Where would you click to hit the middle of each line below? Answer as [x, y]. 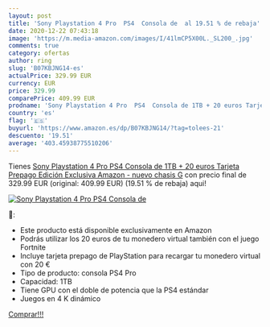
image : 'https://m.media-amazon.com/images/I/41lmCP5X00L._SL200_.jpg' [131, 38]
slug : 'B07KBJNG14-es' [46, 68]
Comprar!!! [26, 314]
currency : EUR [32, 83]
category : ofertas [39, 53]
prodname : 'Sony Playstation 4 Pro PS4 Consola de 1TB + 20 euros [125, 106]
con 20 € [35, 264]
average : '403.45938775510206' [61, 143]
